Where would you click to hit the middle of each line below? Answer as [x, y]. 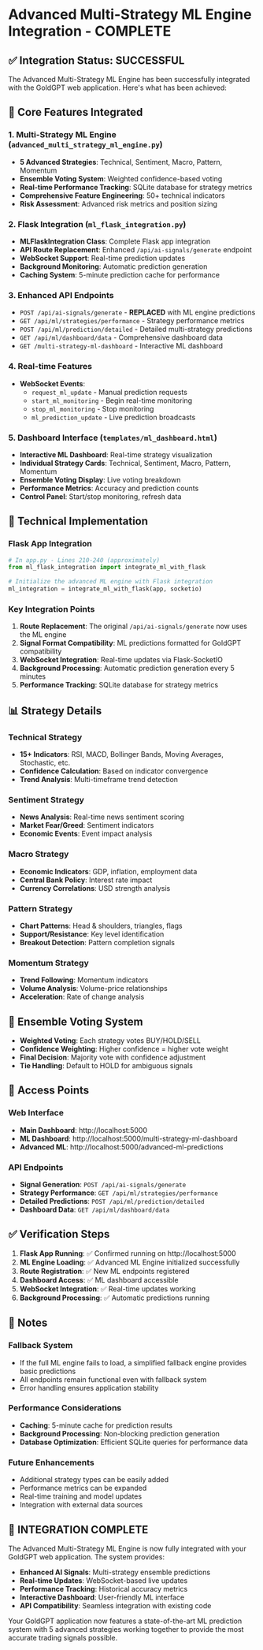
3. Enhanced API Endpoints [61, 295]
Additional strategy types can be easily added [94, 1480]
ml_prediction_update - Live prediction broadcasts [113, 417]
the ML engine [43, 635]
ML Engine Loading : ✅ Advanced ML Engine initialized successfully [130, 1262]
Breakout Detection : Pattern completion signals [97, 942]
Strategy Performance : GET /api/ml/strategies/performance [119, 1193]
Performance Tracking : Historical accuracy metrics [104, 1589]
